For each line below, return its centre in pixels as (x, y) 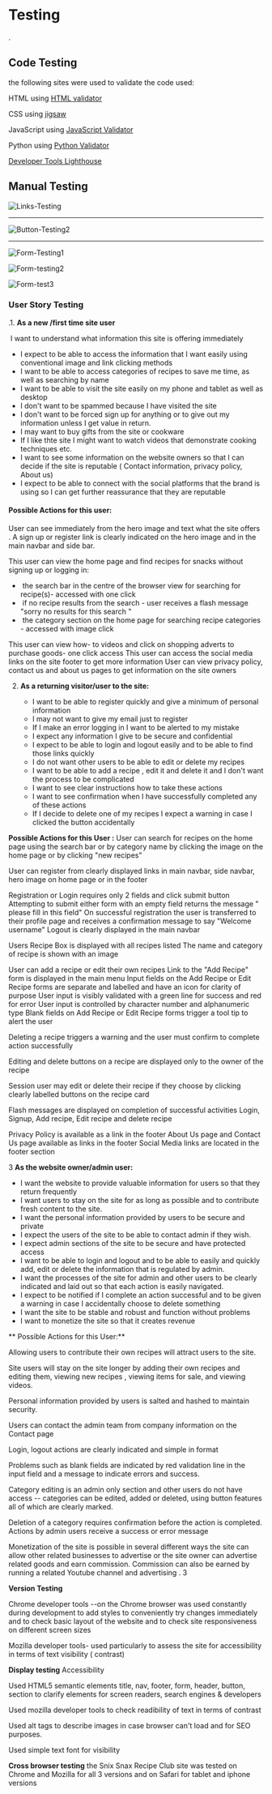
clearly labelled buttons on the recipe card (79, 1094)
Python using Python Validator (59, 145)
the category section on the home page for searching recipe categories (142, 620)
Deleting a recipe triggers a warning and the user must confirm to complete (134, 1037)
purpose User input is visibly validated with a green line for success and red (135, 995)
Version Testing (36, 1588)
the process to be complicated (83, 779)
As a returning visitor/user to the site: (85, 686)
